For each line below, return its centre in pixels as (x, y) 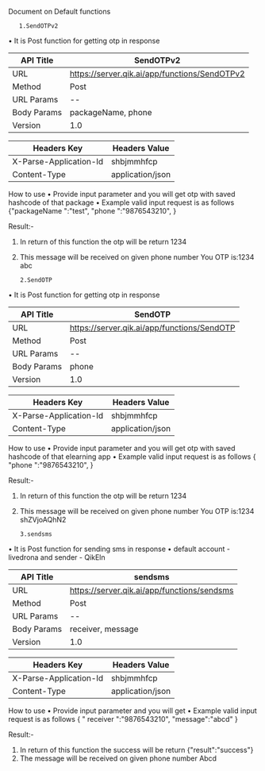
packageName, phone (111, 112)
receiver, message (104, 629)
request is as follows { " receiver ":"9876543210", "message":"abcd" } (123, 719)
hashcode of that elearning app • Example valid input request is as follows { (132, 457)
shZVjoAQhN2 (43, 520)
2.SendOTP (36, 280)
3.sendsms (36, 534)
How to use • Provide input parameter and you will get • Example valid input (133, 711)
